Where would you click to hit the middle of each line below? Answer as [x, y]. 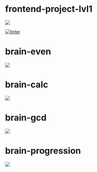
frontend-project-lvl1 [49, 9]
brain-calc [27, 85]
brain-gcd [26, 118]
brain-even [28, 52]
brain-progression [43, 151]
